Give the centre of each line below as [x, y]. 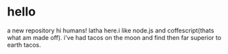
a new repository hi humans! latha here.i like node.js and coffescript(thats [111, 30]
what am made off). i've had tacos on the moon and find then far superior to [114, 37]
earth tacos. [24, 45]
